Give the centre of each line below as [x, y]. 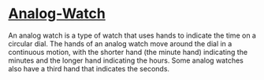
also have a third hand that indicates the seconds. [89, 68]
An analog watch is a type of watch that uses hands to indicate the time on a [132, 35]
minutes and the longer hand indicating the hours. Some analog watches [126, 60]
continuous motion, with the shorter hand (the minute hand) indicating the [128, 52]
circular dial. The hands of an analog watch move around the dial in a [120, 43]
